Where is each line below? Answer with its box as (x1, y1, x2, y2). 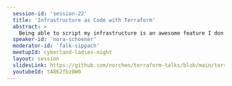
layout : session (12, 55, 60, 62)
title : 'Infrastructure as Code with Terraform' (12, 17, 156, 24)
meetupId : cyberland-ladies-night (12, 49, 112, 56)
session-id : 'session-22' (12, 10, 88, 17)
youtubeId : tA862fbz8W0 (12, 68, 81, 75)
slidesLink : (12, 62, 48, 69)
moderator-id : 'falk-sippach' (12, 42, 100, 49)
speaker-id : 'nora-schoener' (12, 36, 97, 43)
